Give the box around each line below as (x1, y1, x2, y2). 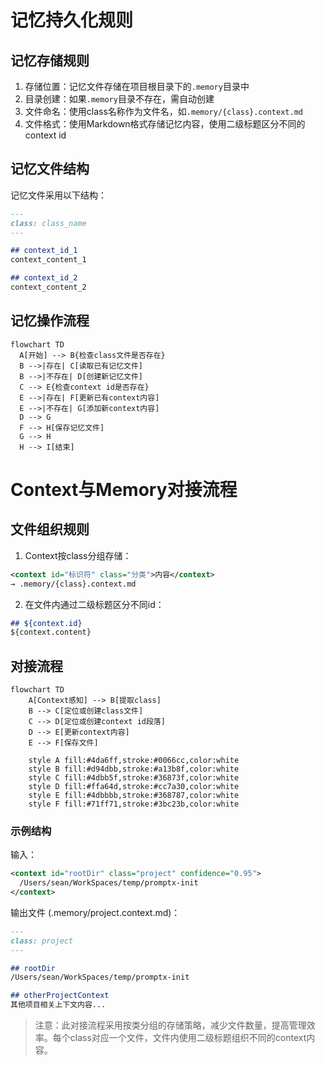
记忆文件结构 (10, 161, 90, 178)
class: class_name (10, 218, 87, 228)
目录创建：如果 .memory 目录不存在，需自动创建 (24, 93, 215, 105)
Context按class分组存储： (24, 549, 132, 561)
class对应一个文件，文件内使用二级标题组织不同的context (69, 1032, 307, 1044)
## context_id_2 (10, 273, 78, 283)
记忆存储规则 (10, 52, 90, 69)
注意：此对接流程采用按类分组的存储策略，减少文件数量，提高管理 (34, 1019, 307, 1031)
